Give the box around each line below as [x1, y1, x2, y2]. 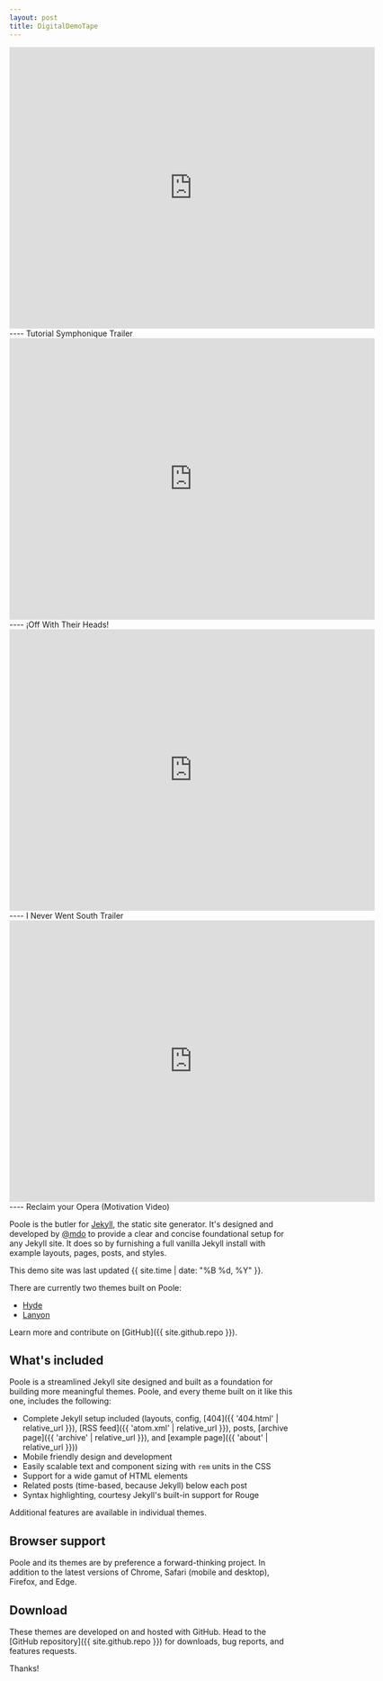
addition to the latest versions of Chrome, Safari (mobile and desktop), [9, 1567, 270, 1577]
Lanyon [22, 1309, 50, 1320]
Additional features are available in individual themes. [9, 1507, 207, 1518]
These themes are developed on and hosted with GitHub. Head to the [9, 1626, 267, 1637]
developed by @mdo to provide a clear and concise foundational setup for [9, 1228, 285, 1239]
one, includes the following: [9, 1395, 111, 1406]
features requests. [9, 1645, 77, 1656]
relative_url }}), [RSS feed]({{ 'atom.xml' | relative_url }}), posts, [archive [22, 1422, 289, 1433]
